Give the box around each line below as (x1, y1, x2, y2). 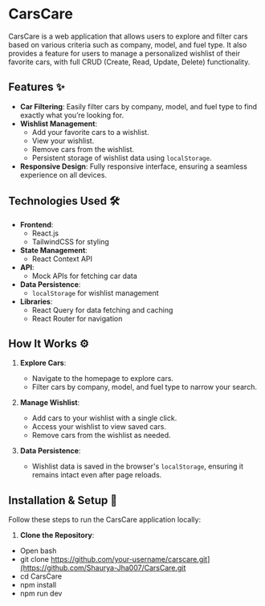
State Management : (19, 245, 88, 255)
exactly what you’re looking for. (19, 110, 124, 120)
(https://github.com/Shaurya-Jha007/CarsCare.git (19, 563, 186, 573)
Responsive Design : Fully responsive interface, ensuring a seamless (19, 162, 247, 171)
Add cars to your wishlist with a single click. (31, 413, 177, 423)
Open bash (19, 546, 57, 555)
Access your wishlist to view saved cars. (31, 422, 167, 432)
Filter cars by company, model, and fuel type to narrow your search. (31, 383, 257, 392)
